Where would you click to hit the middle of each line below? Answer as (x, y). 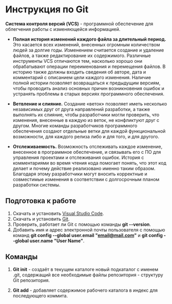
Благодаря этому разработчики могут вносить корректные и (80, 174)
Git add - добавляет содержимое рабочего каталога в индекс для (85, 290)
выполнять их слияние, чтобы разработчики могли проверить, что (86, 115)
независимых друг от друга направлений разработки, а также (81, 109)
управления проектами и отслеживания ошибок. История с (78, 157)
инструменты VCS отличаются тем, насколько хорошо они (78, 61)
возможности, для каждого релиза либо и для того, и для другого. (86, 136)
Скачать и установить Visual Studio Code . (58, 213)
